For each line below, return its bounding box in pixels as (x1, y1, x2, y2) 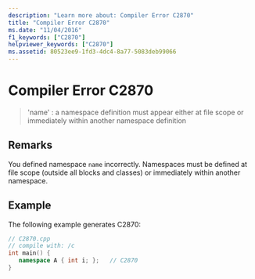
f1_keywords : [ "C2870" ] (8, 33, 86, 42)
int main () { (8, 249, 51, 257)
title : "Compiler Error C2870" (8, 19, 110, 27)
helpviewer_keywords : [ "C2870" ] (8, 41, 113, 49)
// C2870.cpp (8, 234, 51, 243)
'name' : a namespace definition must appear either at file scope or (27, 107, 244, 117)
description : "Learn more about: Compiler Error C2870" (8, 11, 194, 20)
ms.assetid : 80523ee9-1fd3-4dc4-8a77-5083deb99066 (8, 48, 177, 56)
